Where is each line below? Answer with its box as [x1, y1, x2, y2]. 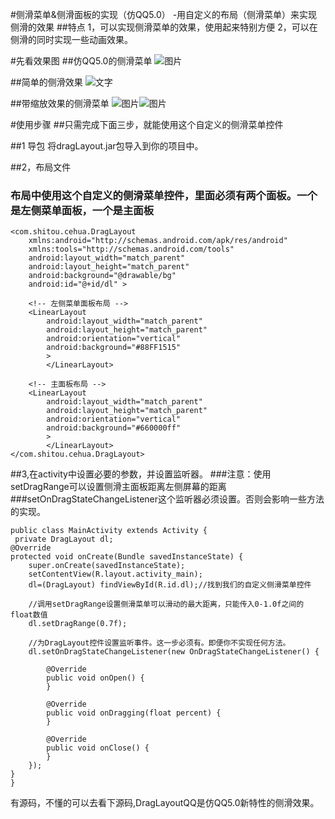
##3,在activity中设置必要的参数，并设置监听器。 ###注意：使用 [10, 468, 272, 480]
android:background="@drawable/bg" [28, 271, 177, 281]
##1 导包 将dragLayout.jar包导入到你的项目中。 [10, 140, 204, 152]
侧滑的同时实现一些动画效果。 [10, 34, 133, 45]
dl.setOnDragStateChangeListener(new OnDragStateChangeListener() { [28, 647, 320, 657]
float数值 [10, 610, 48, 620]
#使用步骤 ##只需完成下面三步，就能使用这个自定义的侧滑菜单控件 [10, 119, 284, 130]
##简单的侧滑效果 [10, 76, 83, 88]
